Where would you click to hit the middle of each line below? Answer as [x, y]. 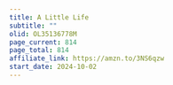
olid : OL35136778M [43, 34]
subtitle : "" [33, 26]
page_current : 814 [43, 42]
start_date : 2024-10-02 [53, 67]
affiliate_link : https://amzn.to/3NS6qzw [87, 58]
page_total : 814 [39, 50]
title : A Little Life [49, 17]
